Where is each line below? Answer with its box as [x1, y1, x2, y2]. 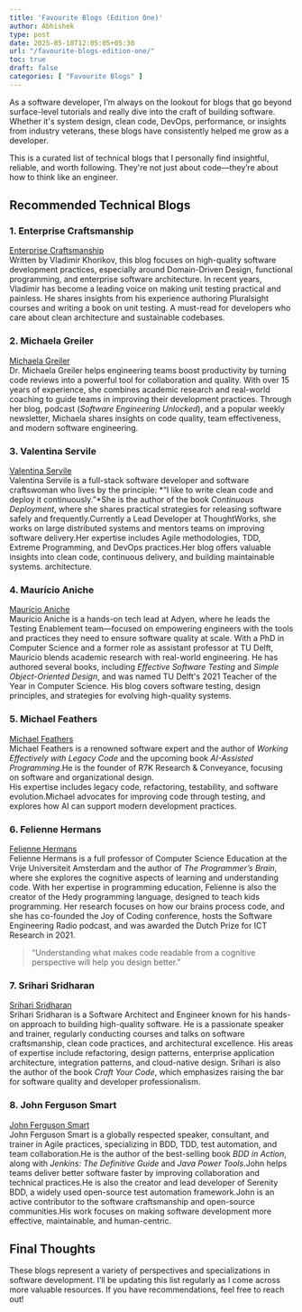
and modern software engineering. [9, 422, 139, 433]
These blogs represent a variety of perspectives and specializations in [9, 1265, 270, 1276]
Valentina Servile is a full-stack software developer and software [9, 475, 250, 486]
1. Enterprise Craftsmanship [9, 225, 134, 237]
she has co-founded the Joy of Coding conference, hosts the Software [9, 910, 273, 921]
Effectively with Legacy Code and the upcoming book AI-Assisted [9, 752, 254, 763]
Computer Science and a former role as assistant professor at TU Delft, [9, 642, 274, 654]
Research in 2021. [9, 930, 77, 940]
